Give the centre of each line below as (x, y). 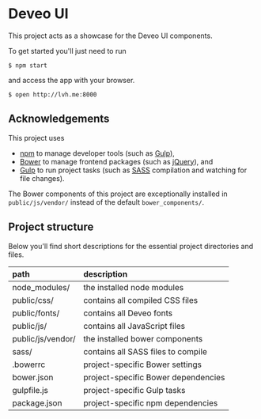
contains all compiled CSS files (140, 300)
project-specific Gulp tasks (134, 390)
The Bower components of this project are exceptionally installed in (118, 194)
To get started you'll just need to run (67, 51)
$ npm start (28, 65)
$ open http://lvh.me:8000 (53, 94)
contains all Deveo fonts (127, 313)
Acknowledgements (59, 119)
